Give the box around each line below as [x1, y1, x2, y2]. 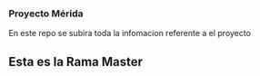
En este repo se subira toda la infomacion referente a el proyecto [8, 28, 252, 39]
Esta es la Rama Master [8, 53, 143, 70]
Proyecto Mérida [8, 7, 84, 20]
